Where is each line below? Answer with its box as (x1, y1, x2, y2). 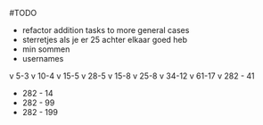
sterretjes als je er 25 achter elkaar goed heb (21, 35, 188, 45)
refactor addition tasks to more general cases (21, 25, 190, 35)
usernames (21, 54, 64, 63)
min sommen (21, 44, 70, 54)
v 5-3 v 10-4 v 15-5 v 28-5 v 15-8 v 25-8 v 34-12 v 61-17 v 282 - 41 (9, 71, 256, 81)
